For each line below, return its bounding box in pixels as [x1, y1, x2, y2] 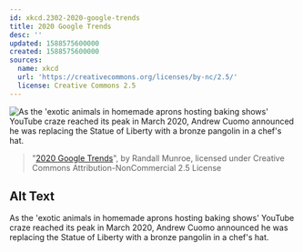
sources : [9, 55, 43, 65]
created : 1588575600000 [9, 47, 100, 56]
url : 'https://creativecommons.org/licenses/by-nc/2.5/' [17, 73, 238, 82]
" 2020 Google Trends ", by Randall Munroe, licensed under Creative [31, 152, 285, 164]
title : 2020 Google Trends [9, 22, 112, 31]
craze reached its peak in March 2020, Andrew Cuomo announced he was [9, 222, 288, 233]
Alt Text [9, 188, 55, 205]
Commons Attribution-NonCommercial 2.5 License [31, 162, 222, 173]
